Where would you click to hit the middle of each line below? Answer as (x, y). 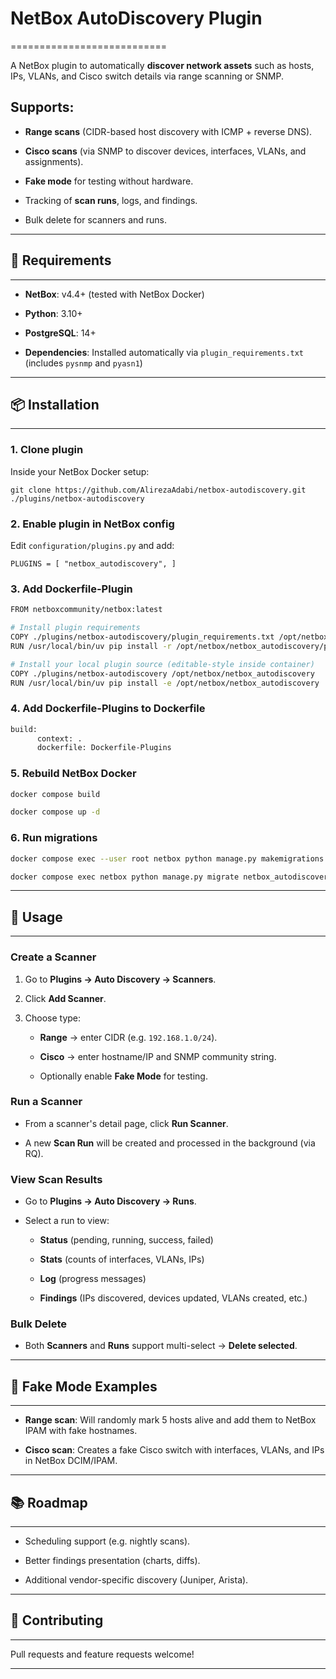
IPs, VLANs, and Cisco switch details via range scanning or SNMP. (147, 76)
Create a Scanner (53, 957)
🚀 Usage (36, 917)
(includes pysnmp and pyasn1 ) (83, 363)
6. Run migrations (54, 838)
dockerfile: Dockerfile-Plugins (104, 748)
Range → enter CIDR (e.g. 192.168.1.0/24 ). (128, 1037)
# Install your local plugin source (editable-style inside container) (162, 664)
